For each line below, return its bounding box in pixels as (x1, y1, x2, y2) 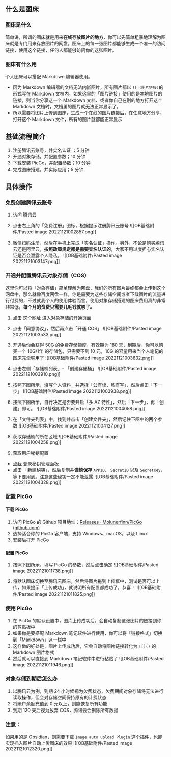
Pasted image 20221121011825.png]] (18, 591, 95, 597)
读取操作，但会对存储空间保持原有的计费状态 (12, 694, 107, 700)
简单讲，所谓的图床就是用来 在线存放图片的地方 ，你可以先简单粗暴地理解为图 (5, 34, 166, 40)
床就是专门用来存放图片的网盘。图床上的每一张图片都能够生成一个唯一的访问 (5, 40, 166, 46)
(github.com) (12, 524, 40, 530)
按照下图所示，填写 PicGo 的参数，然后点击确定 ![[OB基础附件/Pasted (12, 562, 159, 568)
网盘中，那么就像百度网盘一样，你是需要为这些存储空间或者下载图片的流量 (5, 291, 161, 297)
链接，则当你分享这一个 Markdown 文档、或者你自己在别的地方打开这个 (12, 97, 163, 103)
